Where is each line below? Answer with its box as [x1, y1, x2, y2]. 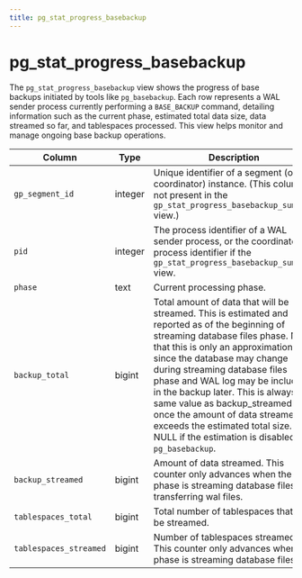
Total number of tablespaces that [153, 505, 294, 518]
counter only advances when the [153, 467, 292, 480]
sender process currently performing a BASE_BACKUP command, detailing [9, 101, 275, 112]
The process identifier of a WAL [153, 223, 288, 236]
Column [42, 150, 78, 163]
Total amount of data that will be [153, 295, 289, 308]
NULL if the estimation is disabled [153, 430, 296, 443]
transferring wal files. [153, 490, 244, 502]
